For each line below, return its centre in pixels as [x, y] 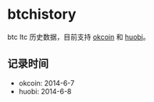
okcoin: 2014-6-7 [47, 83]
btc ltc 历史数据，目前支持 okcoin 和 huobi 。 [79, 37]
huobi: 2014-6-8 [45, 91]
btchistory [42, 14]
